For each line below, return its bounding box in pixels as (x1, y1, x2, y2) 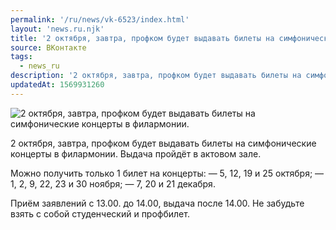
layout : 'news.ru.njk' (10, 24, 105, 34)
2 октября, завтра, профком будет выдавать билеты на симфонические (10, 137, 317, 149)
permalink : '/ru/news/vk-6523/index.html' (10, 14, 190, 25)
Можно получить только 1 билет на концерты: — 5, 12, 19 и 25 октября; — (10, 167, 325, 179)
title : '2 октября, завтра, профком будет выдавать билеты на (10, 33, 275, 43)
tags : (10, 52, 33, 62)
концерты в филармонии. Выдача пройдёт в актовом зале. (10, 147, 262, 160)
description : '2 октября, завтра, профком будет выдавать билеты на (10, 71, 302, 81)
